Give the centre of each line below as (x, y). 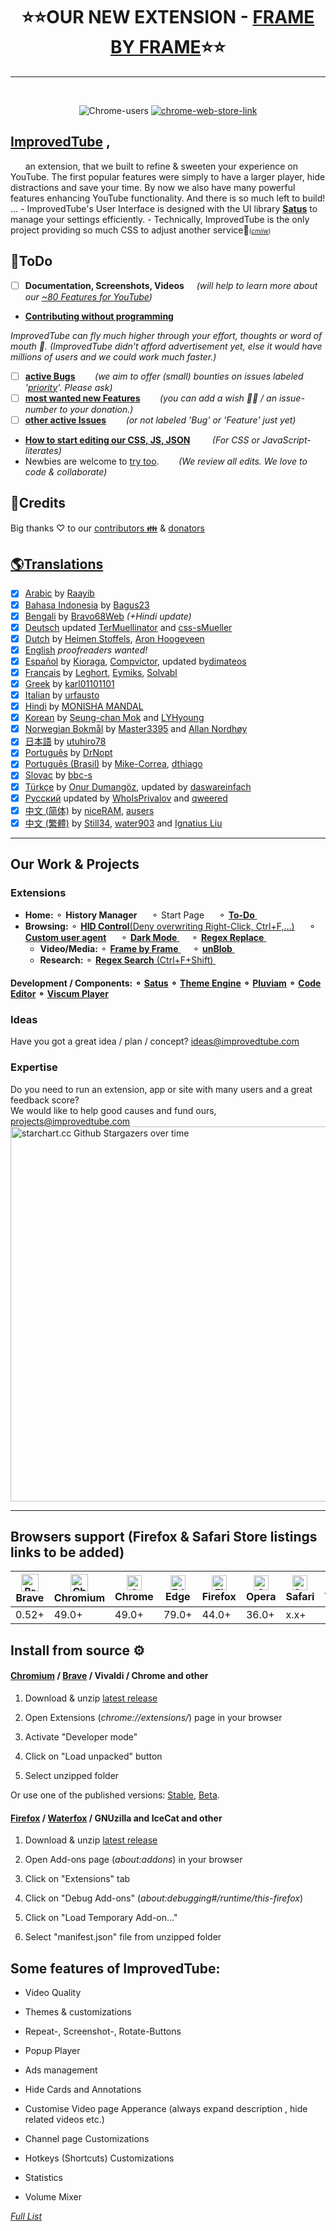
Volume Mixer (53, 2197)
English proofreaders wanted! (86, 650)
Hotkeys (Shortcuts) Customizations (99, 2158)
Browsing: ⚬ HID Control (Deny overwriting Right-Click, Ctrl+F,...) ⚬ (170, 926)
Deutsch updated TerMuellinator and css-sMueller (128, 627)
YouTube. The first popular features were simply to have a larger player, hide (168, 176)
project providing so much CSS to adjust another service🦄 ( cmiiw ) (141, 230)
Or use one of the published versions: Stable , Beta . (115, 1795)
